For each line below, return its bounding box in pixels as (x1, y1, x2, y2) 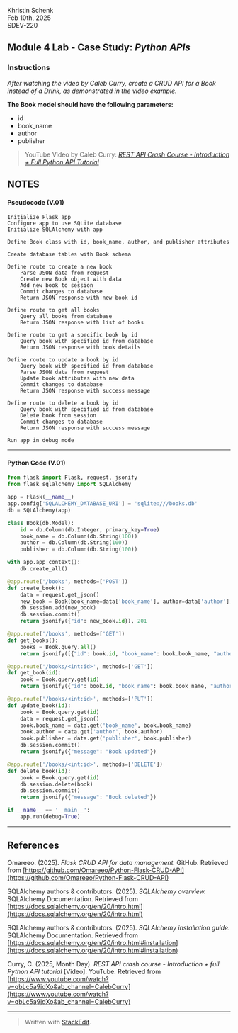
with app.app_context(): (7, 559, 81, 566)
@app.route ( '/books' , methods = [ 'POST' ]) (7, 577, 129, 585)
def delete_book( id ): (7, 767, 72, 774)
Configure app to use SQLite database (7, 220, 122, 227)
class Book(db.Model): (7, 519, 74, 526)
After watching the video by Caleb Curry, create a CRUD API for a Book (7, 79, 216, 87)
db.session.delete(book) (20, 781, 93, 788)
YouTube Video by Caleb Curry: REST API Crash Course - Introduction (24, 150, 230, 159)
